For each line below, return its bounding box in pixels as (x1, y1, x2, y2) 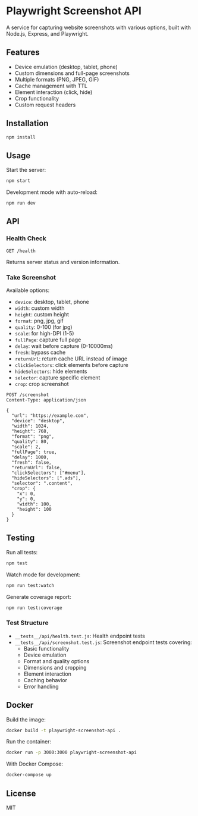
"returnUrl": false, (11, 465, 62, 470)
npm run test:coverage (6, 605, 62, 611)
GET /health (6, 248, 36, 254)
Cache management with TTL (14, 82, 88, 89)
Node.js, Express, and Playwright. (6, 30, 89, 37)
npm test (6, 560, 28, 566)
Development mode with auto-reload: (6, 189, 98, 196)
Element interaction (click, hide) (14, 88, 93, 96)
